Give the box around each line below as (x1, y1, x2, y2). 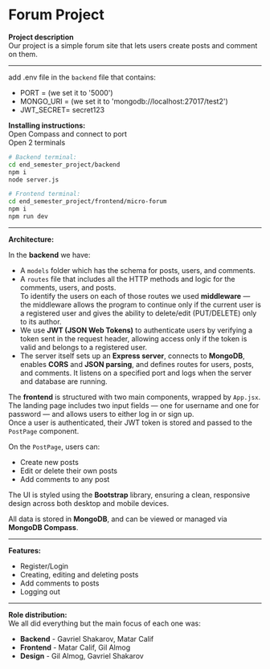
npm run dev (8, 213, 48, 221)
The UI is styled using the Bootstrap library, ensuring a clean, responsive (8, 490, 251, 500)
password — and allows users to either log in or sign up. (8, 409, 194, 418)
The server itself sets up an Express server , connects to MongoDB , (19, 351, 245, 361)
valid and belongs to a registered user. (19, 342, 147, 352)
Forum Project (8, 6, 104, 24)
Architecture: (8, 235, 55, 244)
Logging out (19, 586, 60, 596)
